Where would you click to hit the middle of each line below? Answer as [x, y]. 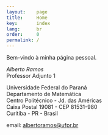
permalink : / [23, 40]
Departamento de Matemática [44, 94]
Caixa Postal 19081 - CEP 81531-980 [52, 107]
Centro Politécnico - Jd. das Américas [54, 100]
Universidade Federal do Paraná [47, 88]
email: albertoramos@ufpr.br [42, 125]
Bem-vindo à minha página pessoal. [52, 57]
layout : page [27, 12]
